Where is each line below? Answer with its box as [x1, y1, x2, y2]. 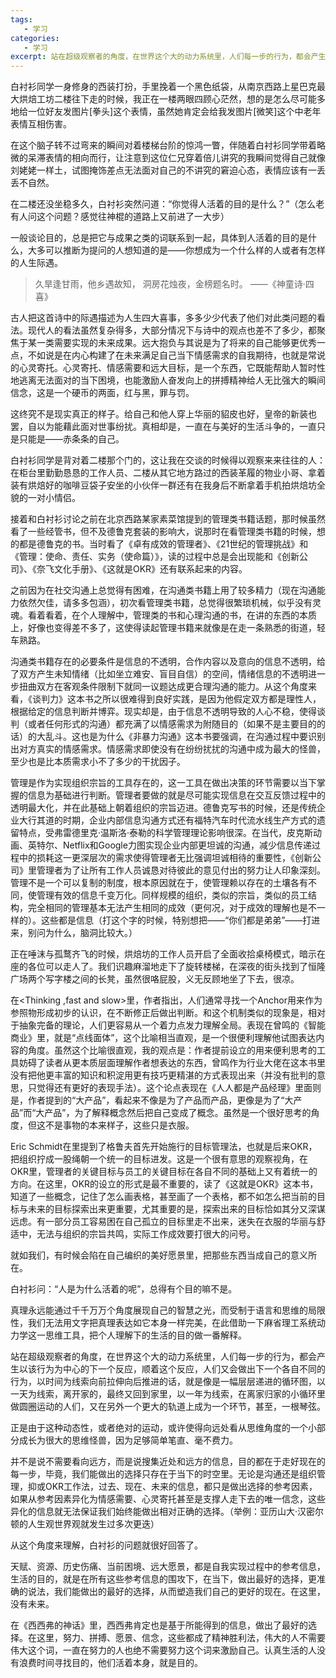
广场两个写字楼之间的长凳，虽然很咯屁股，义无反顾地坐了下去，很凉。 [10, 973, 300, 985]
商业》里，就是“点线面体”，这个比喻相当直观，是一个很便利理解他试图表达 [10, 1032, 317, 1044]
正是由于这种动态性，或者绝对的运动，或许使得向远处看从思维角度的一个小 [10, 1422, 317, 1434]
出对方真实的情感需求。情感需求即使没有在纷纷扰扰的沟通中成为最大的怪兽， [10, 743, 326, 755]
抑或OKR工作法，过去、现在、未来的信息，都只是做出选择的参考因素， [27, 1481, 318, 1493]
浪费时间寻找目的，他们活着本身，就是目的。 [18, 1657, 203, 1669]
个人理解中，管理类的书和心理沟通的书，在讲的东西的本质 [79, 609, 317, 621]
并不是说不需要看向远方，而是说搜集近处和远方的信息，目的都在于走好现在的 [10, 1456, 326, 1468]
